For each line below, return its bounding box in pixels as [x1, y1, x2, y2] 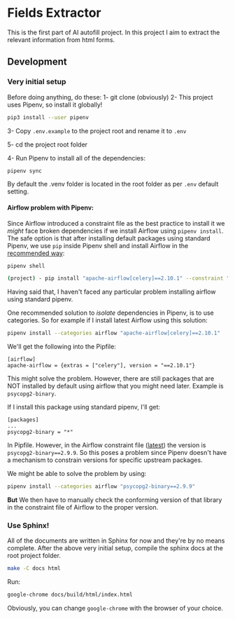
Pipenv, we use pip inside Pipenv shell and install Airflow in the [7, 241, 189, 250]
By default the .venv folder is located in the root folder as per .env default [7, 180, 219, 189]
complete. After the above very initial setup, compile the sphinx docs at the [7, 544, 224, 552]
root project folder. [7, 552, 62, 560]
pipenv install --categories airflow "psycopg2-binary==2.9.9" [7, 483, 196, 490]
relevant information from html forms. [7, 35, 115, 43]
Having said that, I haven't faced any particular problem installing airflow [7, 287, 216, 296]
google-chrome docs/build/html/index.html [7, 591, 133, 599]
